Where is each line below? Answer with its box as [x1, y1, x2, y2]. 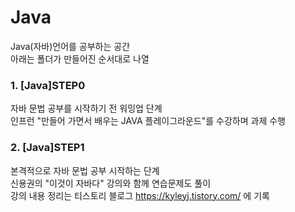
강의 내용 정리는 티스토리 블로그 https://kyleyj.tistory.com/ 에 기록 [10, 189, 270, 201]
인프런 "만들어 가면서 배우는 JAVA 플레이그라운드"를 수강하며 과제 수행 [10, 115, 286, 127]
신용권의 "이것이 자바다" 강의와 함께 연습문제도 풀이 [10, 177, 212, 189]
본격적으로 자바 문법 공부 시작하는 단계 [10, 164, 160, 176]
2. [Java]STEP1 [10, 141, 85, 155]
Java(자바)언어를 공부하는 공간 [10, 40, 131, 52]
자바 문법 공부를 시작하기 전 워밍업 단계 [10, 102, 163, 115]
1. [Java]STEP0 [10, 78, 86, 92]
